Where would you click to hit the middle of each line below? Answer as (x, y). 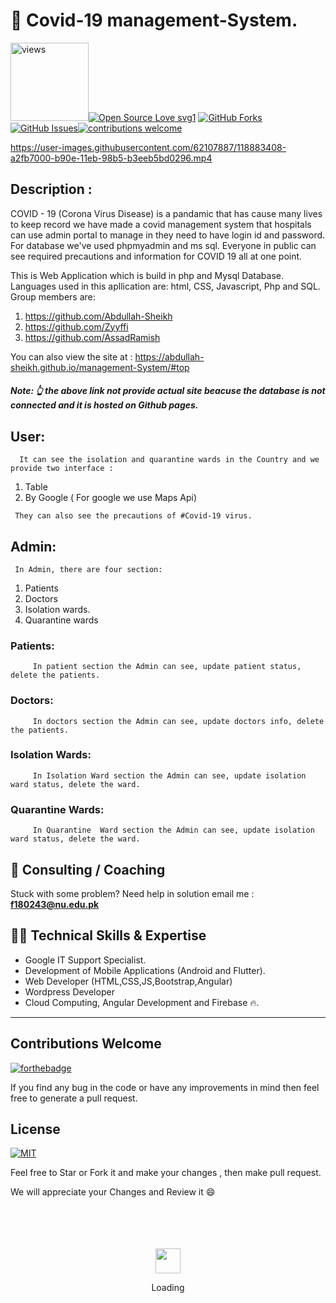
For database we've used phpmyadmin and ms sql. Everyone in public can (163, 245)
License (35, 1129)
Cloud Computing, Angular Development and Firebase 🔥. (142, 1002)
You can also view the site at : (71, 356)
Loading (168, 1288)
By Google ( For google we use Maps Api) (111, 498)
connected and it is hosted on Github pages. (104, 405)
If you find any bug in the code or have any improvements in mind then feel (165, 1087)
